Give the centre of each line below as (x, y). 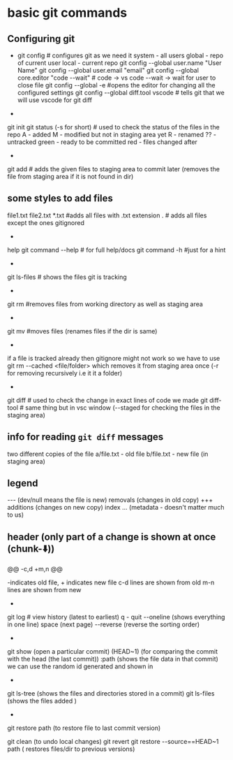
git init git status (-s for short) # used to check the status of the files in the (113, 127)
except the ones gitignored (46, 222)
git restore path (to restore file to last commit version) (84, 728)
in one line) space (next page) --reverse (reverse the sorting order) (104, 624)
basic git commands (67, 13)
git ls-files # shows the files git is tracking (67, 277)
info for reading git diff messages (85, 437)
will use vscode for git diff (55, 100)
